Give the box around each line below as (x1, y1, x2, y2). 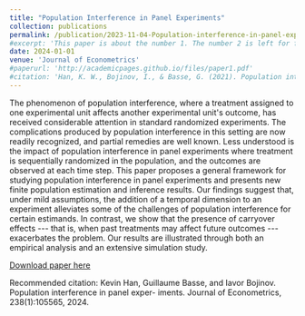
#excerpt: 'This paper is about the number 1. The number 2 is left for (9, 38, 290, 48)
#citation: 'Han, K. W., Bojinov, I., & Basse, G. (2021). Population (9, 73, 282, 82)
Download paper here (9, 260, 91, 271)
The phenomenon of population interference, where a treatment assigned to (9, 97, 294, 108)
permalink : (9, 30, 51, 39)
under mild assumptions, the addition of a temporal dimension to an (9, 193, 262, 204)
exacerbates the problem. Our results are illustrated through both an (9, 232, 265, 243)
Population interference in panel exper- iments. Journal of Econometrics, (9, 287, 282, 298)
